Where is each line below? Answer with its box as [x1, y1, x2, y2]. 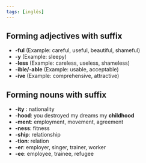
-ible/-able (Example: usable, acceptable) [14, 66, 119, 73]
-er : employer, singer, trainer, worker [14, 144, 106, 151]
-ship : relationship [14, 131, 61, 138]
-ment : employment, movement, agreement [14, 118, 124, 126]
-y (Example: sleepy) [14, 53, 67, 61]
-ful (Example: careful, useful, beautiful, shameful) [14, 47, 141, 54]
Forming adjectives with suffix [6, 31, 123, 41]
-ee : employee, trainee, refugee [14, 150, 94, 158]
